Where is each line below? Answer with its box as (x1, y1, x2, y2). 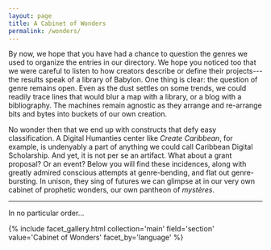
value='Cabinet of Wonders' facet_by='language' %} (8, 232, 184, 243)
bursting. (8, 176, 39, 186)
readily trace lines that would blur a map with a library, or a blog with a (8, 92, 242, 102)
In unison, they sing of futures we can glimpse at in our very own (40, 176, 256, 186)
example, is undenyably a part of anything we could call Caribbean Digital (8, 142, 253, 152)
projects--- (225, 66, 263, 76)
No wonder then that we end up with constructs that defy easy (8, 125, 217, 134)
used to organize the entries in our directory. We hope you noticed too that (8, 57, 256, 67)
